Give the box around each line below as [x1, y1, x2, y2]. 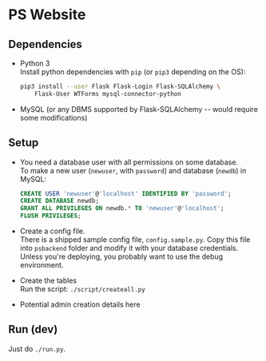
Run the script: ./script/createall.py [19, 284, 145, 294]
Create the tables [19, 276, 77, 285]
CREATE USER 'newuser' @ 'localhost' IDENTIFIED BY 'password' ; [19, 189, 232, 197]
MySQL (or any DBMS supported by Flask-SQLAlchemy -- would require [19, 104, 258, 113]
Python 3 [19, 58, 50, 68]
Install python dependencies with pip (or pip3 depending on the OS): [19, 67, 246, 77]
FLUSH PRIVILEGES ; [19, 212, 81, 220]
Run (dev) [8, 323, 58, 336]
